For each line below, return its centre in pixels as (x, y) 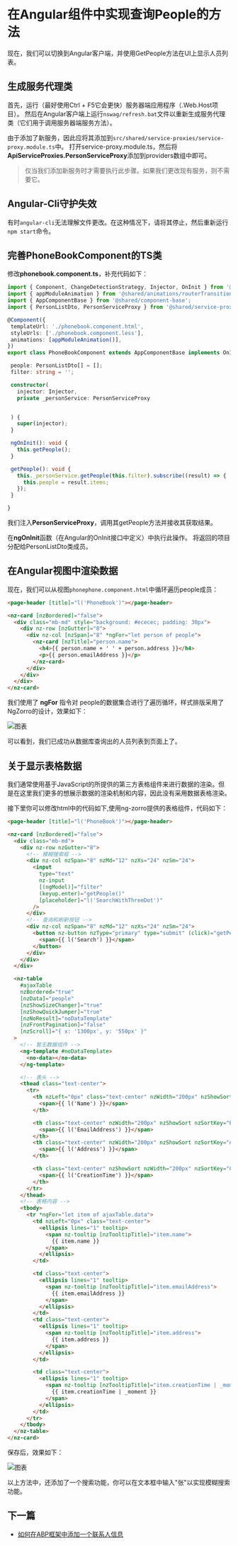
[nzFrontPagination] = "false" (63, 1025)
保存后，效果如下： (35, 1452)
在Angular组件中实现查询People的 (108, 15)
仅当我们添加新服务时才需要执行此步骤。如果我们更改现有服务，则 (121, 170)
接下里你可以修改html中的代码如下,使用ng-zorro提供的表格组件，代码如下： (118, 808)
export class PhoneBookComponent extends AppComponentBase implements (114, 353)
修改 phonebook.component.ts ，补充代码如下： (78, 274)
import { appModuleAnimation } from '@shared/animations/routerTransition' (121, 294)
